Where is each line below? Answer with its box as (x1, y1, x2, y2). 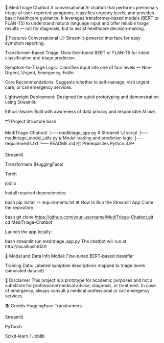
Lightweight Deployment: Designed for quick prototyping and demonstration (5, 94, 159, 100)
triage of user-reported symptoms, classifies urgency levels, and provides (5, 10, 154, 16)
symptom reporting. (5, 40, 45, 46)
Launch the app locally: (5, 229, 52, 235)
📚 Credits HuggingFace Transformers (5, 303, 82, 309)
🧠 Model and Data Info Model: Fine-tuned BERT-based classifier (5, 253, 134, 259)
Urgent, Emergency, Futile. (21, 70, 75, 76)
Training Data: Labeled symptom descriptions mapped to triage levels (5, 263, 145, 268)
